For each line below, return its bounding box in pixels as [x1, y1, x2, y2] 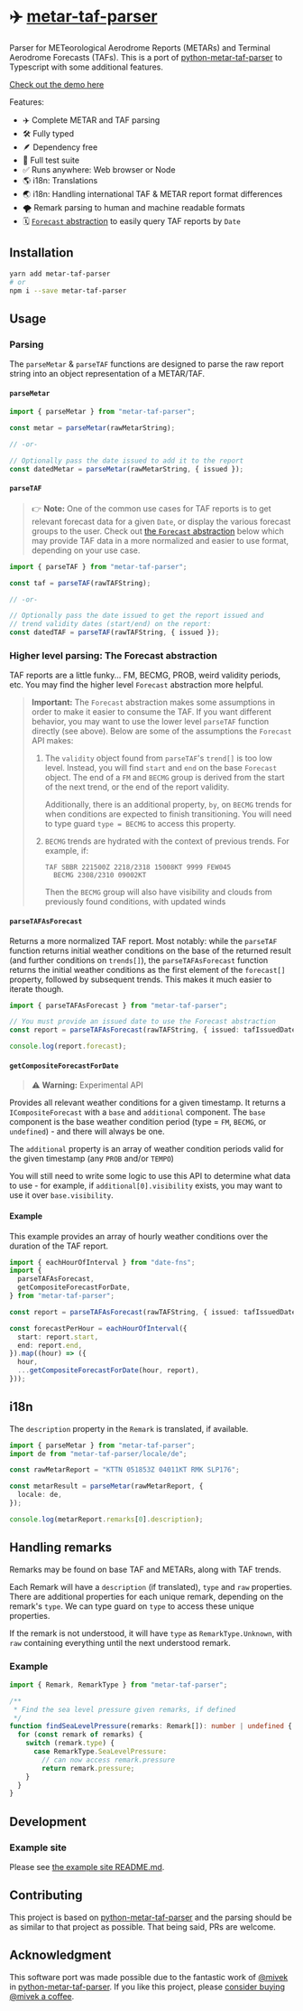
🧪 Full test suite [22, 154, 79, 165]
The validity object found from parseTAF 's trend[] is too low [44, 753, 273, 763]
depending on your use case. [31, 545, 141, 556]
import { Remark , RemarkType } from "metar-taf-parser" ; [9, 1680, 228, 1689]
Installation [9, 245, 74, 261]
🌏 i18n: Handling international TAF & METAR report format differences [22, 188, 283, 199]
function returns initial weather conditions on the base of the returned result [9, 945, 291, 956]
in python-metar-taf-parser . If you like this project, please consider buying [9, 1981, 286, 1992]
